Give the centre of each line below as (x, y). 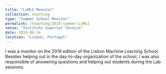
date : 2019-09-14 (23, 33)
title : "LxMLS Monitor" (30, 10)
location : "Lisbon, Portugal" (36, 37)
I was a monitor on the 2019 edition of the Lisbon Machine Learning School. (82, 51)
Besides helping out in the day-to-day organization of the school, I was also (82, 56)
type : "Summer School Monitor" (37, 19)
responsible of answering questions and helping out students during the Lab (83, 62)
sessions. (15, 67)
